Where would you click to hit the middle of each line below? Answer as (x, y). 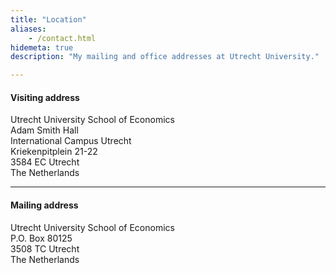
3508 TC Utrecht (45, 248)
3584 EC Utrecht (45, 162)
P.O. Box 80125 (41, 238)
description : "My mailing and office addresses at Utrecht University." (165, 57)
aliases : (28, 29)
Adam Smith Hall (44, 130)
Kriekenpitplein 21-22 (54, 152)
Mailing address (44, 205)
